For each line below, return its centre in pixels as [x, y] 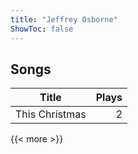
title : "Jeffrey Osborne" [64, 19]
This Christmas [51, 114]
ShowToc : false [42, 29]
